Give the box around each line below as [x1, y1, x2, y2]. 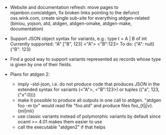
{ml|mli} [17, 108, 34, 114]
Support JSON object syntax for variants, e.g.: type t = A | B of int [10, 35, 147, 41]
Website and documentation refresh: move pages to [10, 5, 119, 10]
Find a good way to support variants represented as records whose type [10, 56, 161, 62]
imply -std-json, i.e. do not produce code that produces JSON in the [17, 81, 160, 87]
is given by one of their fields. [10, 62, 72, 67]
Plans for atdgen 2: [10, 71, 50, 77]
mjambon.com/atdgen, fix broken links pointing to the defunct [10, 10, 139, 16]
